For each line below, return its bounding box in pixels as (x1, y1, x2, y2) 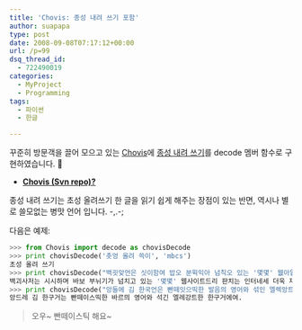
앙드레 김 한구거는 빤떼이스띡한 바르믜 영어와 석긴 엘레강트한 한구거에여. (9, 293, 243, 302)
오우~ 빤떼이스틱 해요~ (31, 311, 112, 322)
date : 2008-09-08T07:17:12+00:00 (9, 38, 135, 48)
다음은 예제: (9, 226, 51, 236)
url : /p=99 (9, 47, 50, 56)
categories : (9, 72, 54, 81)
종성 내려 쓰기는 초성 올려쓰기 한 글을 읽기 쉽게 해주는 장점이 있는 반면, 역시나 (9, 195, 280, 206)
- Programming (17, 88, 70, 97)
